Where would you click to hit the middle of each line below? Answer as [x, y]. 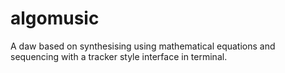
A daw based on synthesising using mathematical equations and [143, 46]
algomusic [55, 18]
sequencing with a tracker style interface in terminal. [119, 56]
